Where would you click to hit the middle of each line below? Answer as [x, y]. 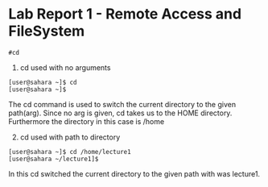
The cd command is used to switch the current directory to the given [122, 104]
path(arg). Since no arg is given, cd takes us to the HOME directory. [120, 113]
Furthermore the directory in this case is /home [87, 121]
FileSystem [47, 31]
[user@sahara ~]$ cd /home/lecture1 [70, 152]
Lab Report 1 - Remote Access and [125, 14]
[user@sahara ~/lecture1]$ [54, 159]
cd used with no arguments [65, 67]
